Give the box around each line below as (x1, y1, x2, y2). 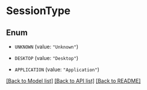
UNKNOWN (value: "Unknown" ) (14, 43, 78, 50)
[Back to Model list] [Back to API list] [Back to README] (6, 78, 141, 84)
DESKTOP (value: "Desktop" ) (14, 55, 78, 61)
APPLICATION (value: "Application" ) (14, 66, 100, 73)
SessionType (6, 4, 71, 18)
